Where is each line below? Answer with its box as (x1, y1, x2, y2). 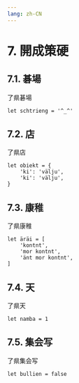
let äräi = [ (7, 236, 45, 243)
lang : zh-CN (7, 10, 42, 18)
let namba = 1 (7, 315, 49, 323)
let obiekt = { (7, 162, 52, 169)
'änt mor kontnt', (20, 255, 73, 262)
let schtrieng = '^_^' (7, 107, 73, 114)
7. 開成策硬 (7, 43, 69, 59)
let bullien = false (7, 370, 68, 377)
